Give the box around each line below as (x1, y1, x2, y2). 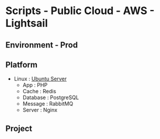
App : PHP (22, 82, 48, 89)
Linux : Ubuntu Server (13, 75, 67, 83)
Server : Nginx (22, 107, 58, 114)
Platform (5, 60, 38, 70)
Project (5, 123, 33, 133)
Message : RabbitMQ (22, 100, 74, 107)
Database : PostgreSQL (22, 94, 79, 101)
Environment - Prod (5, 40, 78, 50)
